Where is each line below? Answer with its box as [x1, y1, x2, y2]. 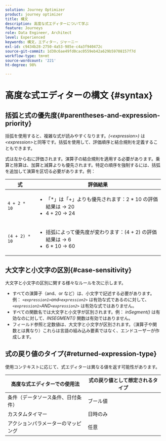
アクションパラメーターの [7, 420, 67, 427]
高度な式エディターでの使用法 [10, 380, 80, 387]
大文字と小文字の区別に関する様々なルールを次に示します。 [5, 280, 126, 286]
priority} [5, 119, 32, 127]
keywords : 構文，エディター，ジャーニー [5, 40, 79, 45]
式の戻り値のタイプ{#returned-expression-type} [5, 350, 157, 358]
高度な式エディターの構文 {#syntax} [5, 90, 153, 101]
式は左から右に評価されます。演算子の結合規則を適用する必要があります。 [5, 156, 156, 162]
